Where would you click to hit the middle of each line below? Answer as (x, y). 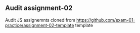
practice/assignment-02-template (40, 25)
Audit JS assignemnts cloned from (40, 20)
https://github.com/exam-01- (106, 20)
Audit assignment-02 (39, 8)
